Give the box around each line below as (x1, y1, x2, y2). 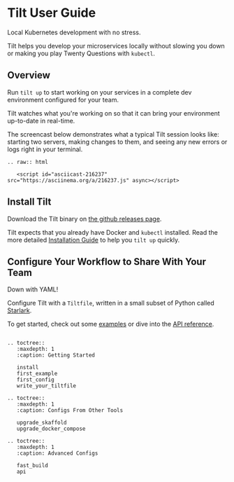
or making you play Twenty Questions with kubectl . (7, 49, 155, 57)
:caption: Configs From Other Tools (16, 407, 124, 414)
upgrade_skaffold (16, 419, 68, 427)
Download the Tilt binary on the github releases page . (7, 214, 162, 223)
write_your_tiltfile (16, 383, 77, 390)
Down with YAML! (7, 285, 59, 294)
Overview (7, 69, 51, 81)
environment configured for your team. (7, 95, 119, 104)
